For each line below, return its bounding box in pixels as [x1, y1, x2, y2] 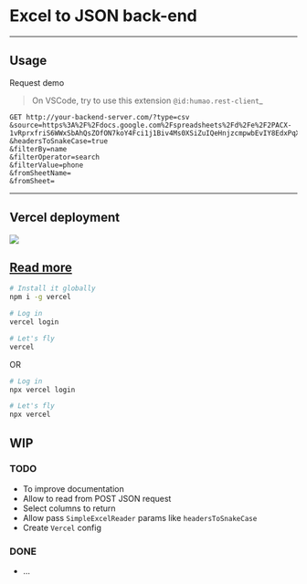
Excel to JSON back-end [9, 5, 198, 26]
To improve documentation [22, 483, 125, 494]
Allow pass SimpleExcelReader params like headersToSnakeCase [22, 512, 258, 523]
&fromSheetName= [9, 168, 71, 178]
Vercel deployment [9, 210, 121, 225]
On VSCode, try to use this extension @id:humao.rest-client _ [31, 95, 263, 106]
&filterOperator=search [9, 152, 101, 162]
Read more [9, 259, 73, 275]
